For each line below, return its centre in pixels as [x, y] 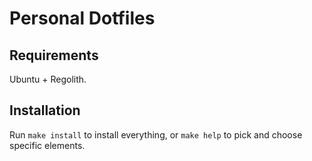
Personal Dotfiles [82, 18]
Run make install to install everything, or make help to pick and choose [156, 134]
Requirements [54, 55]
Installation [45, 110]
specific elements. [47, 145]
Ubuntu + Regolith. [48, 79]
